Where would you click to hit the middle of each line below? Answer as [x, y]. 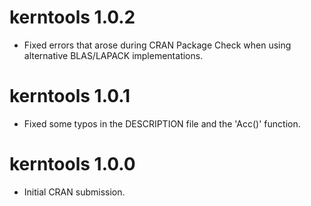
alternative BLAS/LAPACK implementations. [113, 55]
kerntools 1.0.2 [72, 17]
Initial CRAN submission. [74, 192]
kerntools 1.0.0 [72, 164]
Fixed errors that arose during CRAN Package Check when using [157, 45]
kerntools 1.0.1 [70, 96]
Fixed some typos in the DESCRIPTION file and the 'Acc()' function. [162, 123]
